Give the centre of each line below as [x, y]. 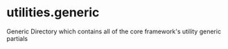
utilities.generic [53, 13]
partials [17, 38]
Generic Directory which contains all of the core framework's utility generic [114, 31]
